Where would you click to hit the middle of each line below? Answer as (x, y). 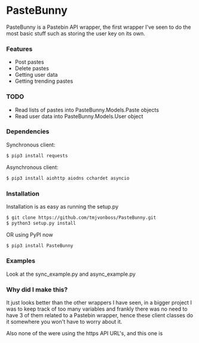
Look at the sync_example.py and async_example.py (71, 274)
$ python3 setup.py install (41, 223)
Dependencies (28, 131)
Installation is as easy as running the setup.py (62, 206)
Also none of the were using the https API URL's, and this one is (85, 333)
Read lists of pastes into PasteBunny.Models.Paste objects (87, 110)
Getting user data (36, 75)
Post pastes (29, 62)
